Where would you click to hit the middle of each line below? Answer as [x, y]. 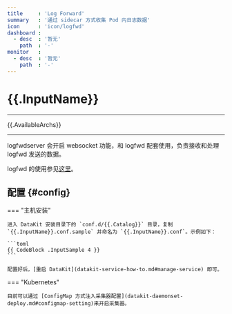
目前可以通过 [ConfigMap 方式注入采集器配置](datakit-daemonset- [95, 296]
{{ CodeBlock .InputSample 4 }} [54, 250]
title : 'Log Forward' [46, 13]
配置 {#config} [39, 192]
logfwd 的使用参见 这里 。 [42, 168]
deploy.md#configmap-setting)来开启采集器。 [68, 304]
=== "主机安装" [29, 210]
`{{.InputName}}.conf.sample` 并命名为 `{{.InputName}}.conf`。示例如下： [112, 232]
